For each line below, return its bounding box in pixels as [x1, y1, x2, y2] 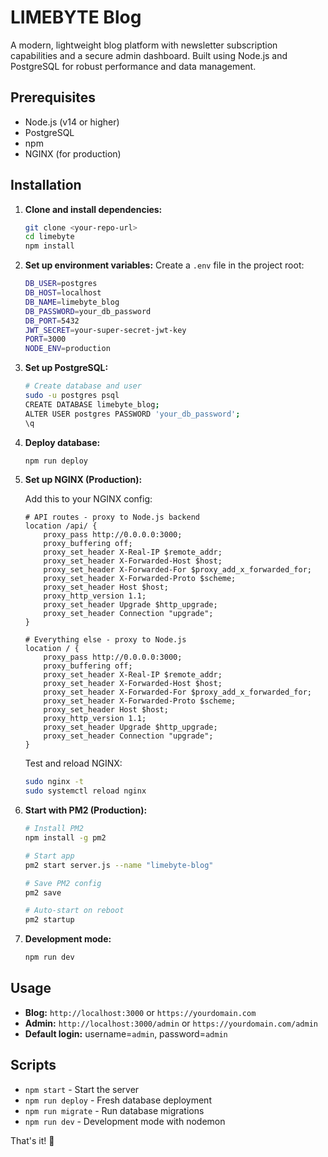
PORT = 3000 [24, 334, 67, 345]
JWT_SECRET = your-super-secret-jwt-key [24, 325, 187, 335]
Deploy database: [24, 436, 101, 448]
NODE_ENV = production [24, 344, 111, 354]
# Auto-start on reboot [24, 906, 125, 916]
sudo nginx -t [24, 777, 84, 787]
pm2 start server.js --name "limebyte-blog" [24, 860, 214, 870]
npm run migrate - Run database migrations [24, 1104, 205, 1116]
